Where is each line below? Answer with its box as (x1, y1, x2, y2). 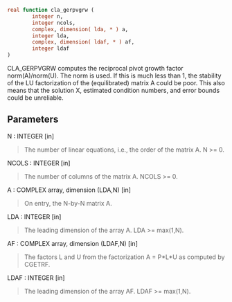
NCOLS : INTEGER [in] (7, 159, 71, 167)
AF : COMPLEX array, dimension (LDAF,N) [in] (7, 239, 139, 247)
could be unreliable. (7, 94, 64, 102)
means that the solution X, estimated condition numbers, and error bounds (7, 87, 220, 94)
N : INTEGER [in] (7, 132, 54, 140)
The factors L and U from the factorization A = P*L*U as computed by (24, 253, 225, 261)
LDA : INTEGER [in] (7, 212, 62, 221)
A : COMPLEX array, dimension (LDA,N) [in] (7, 186, 132, 194)
